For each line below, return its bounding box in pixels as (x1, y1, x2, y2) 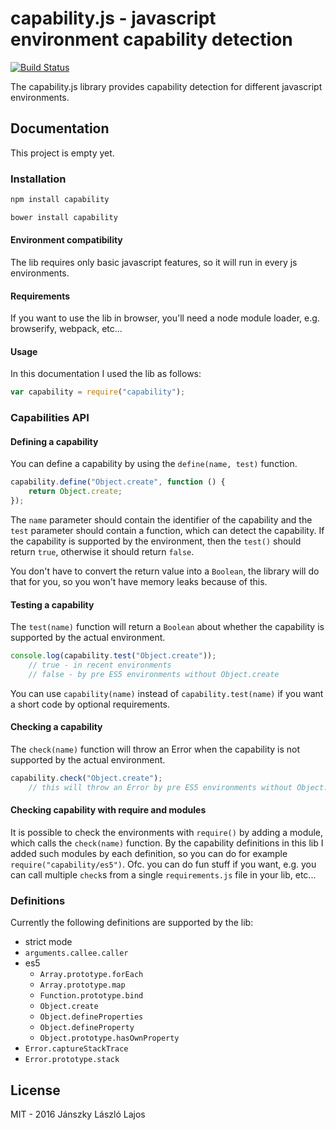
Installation (10, 172, 67, 186)
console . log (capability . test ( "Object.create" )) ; (10, 651, 217, 661)
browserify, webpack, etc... (10, 323, 123, 335)
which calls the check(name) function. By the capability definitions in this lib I (10, 837, 324, 849)
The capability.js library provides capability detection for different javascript (10, 80, 323, 92)
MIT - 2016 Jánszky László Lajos (10, 1108, 146, 1121)
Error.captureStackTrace (24, 1044, 129, 1054)
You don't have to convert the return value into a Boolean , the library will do (10, 565, 320, 577)
